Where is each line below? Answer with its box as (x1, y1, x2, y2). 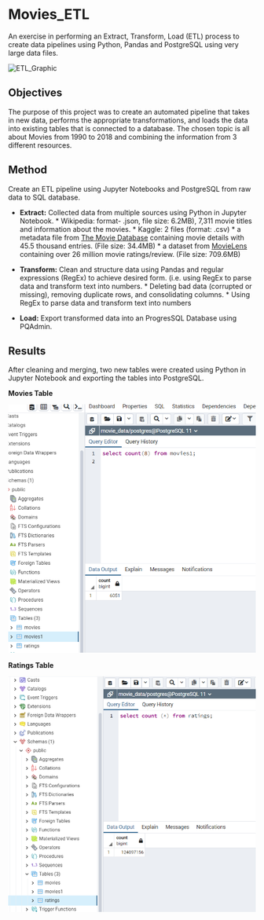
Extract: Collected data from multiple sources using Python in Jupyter (19, 207, 247, 217)
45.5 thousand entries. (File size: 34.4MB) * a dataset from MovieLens (19, 241, 247, 251)
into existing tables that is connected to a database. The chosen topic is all (8, 123, 250, 133)
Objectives (8, 86, 63, 100)
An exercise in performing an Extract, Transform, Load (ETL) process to (8, 31, 240, 41)
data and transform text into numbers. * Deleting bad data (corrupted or (19, 281, 253, 291)
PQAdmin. (19, 321, 53, 331)
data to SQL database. (8, 192, 81, 202)
